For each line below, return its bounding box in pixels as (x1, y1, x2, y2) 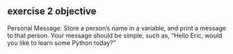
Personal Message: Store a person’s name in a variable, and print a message (7, 24, 226, 32)
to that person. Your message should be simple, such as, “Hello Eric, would (7, 31, 223, 39)
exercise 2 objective (7, 6, 97, 17)
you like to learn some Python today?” (7, 38, 116, 47)
